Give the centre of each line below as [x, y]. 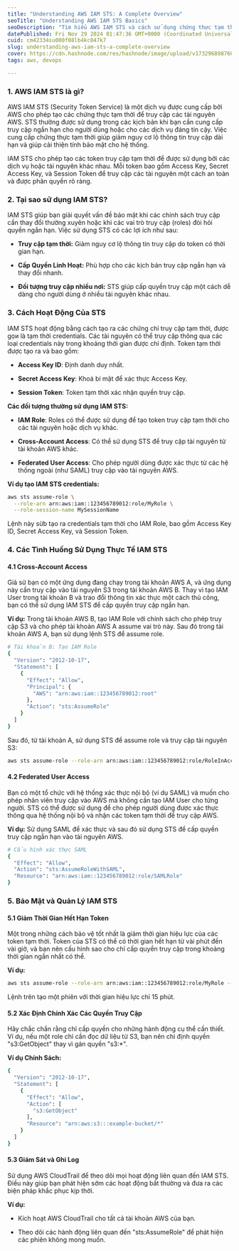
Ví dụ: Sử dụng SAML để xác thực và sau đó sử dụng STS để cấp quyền [113, 829]
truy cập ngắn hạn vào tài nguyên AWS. [65, 836]
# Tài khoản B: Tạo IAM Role [52, 647]
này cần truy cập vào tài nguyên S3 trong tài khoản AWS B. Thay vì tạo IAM [118, 590]
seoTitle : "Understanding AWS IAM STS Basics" [78, 21]
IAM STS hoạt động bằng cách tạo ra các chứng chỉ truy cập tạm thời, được [118, 328]
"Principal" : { [49, 687]
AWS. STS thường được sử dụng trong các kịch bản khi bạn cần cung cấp [115, 122]
